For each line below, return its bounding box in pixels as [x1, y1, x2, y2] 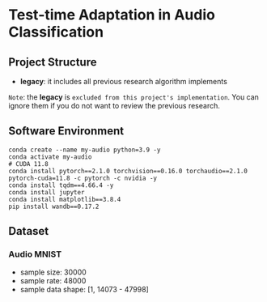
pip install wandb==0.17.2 [8, 202, 100, 211]
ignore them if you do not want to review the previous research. [8, 101, 220, 110]
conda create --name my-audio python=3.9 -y [8, 146, 161, 154]
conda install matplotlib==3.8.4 [8, 195, 121, 203]
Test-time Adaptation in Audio [8, 6, 216, 24]
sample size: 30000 [19, 267, 87, 277]
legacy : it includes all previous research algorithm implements [19, 77, 228, 86]
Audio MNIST [8, 249, 62, 260]
